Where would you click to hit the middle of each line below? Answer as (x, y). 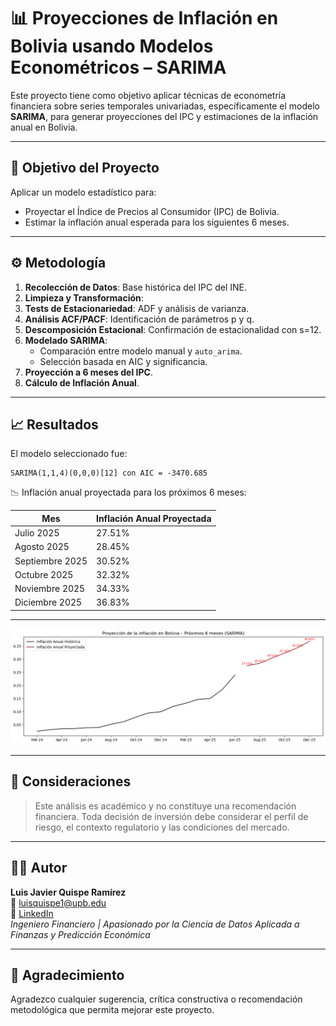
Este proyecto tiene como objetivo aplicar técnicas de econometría (148, 95)
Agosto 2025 (42, 547)
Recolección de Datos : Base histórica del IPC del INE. (135, 287)
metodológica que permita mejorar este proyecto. (112, 1010)
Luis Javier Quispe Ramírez (68, 892)
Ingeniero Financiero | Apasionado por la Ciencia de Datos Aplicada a (155, 924)
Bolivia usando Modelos (112, 46)
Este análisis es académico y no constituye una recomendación (165, 806)
